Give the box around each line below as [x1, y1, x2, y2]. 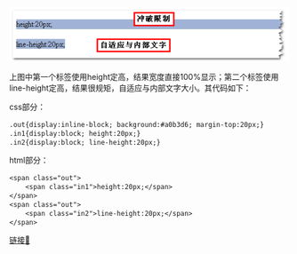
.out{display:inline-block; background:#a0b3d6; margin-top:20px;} [9, 121, 265, 130]
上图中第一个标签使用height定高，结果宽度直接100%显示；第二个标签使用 [9, 72, 279, 83]
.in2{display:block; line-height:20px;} [9, 139, 162, 147]
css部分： [9, 101, 46, 113]
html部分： [9, 155, 49, 166]
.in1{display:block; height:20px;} [9, 130, 141, 139]
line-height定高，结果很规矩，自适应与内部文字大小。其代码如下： [9, 83, 252, 93]
